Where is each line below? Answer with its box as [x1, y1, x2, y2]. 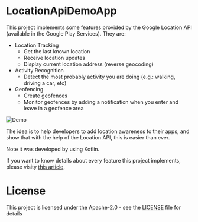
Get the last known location [23, 47, 90, 55]
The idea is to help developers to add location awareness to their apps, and [6, 128, 190, 135]
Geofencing [14, 85, 44, 93]
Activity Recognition [14, 66, 64, 74]
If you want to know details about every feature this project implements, [6, 157, 181, 164]
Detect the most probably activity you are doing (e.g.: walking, [23, 73, 176, 80]
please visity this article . [6, 163, 65, 170]
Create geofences [23, 92, 68, 99]
